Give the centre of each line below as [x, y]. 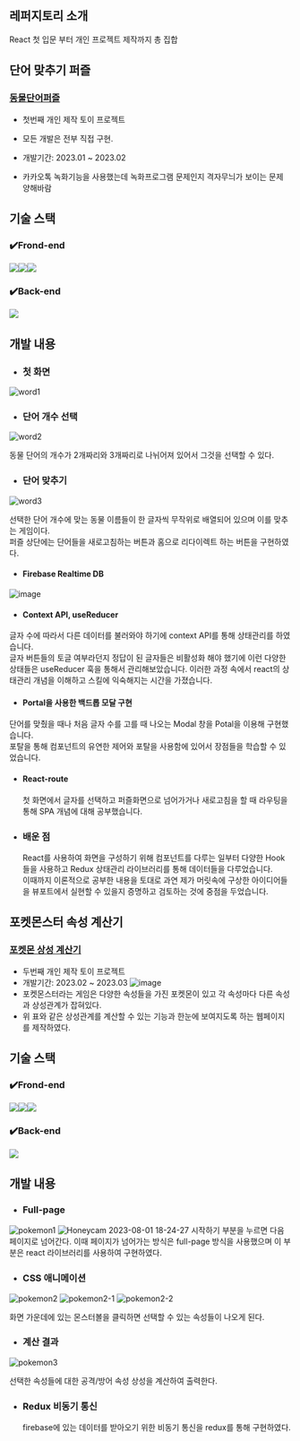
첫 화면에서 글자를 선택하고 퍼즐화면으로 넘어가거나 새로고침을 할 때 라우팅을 [155, 799]
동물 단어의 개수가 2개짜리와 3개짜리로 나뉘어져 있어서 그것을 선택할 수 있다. [142, 455]
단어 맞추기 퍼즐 [50, 70]
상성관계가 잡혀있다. [67, 1005]
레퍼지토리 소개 [49, 16]
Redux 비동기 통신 [60, 1406]
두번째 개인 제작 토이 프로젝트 [73, 971]
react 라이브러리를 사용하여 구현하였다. [94, 1253]
